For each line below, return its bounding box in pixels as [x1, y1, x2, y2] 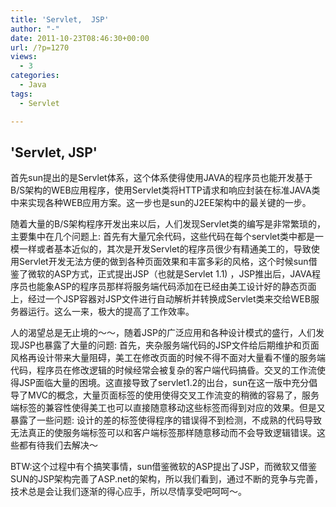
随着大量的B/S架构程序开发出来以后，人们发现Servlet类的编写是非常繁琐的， [10, 218, 326, 230]
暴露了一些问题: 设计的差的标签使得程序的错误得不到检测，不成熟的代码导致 [10, 414, 322, 426]
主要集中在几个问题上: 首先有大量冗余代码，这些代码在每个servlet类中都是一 [10, 231, 325, 243]
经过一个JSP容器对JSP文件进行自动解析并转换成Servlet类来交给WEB [27, 293, 311, 305]
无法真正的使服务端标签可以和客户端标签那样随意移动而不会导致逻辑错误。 [10, 427, 317, 439]
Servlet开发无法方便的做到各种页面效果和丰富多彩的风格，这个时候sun [18, 256, 309, 268]
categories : [10, 71, 60, 81]
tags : [10, 89, 33, 99]
